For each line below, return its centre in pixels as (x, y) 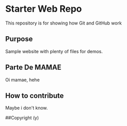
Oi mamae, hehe (22, 80)
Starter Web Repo (44, 9)
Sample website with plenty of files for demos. (54, 51)
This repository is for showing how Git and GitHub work (63, 23)
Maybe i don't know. (27, 108)
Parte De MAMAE (33, 68)
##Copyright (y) (22, 118)
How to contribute (35, 96)
